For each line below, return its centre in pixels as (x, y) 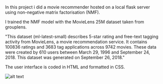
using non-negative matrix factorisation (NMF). (53, 12)
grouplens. (16, 27)
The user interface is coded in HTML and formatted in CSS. (65, 67)
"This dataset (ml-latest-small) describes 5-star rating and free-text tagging (82, 37)
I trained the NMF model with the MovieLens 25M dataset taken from (75, 22)
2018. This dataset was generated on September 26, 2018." (65, 57)
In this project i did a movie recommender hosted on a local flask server (78, 7)
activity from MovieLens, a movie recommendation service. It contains (76, 42)
